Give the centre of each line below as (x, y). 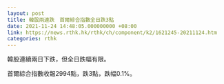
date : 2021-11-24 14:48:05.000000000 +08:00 (72, 26)
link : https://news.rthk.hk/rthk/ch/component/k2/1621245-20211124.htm (112, 32)
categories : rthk (32, 39)
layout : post (26, 13)
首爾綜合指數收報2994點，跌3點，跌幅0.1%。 (72, 74)
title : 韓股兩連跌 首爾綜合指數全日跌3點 (61, 20)
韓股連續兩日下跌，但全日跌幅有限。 (59, 59)
